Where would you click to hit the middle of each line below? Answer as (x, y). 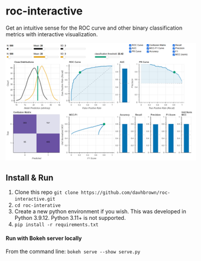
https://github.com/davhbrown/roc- (125, 193)
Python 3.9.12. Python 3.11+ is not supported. (70, 218)
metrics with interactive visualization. (52, 34)
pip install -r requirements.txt (56, 225)
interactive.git (35, 199)
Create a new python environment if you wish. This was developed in (100, 211)
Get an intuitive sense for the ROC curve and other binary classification (94, 28)
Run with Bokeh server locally (44, 238)
